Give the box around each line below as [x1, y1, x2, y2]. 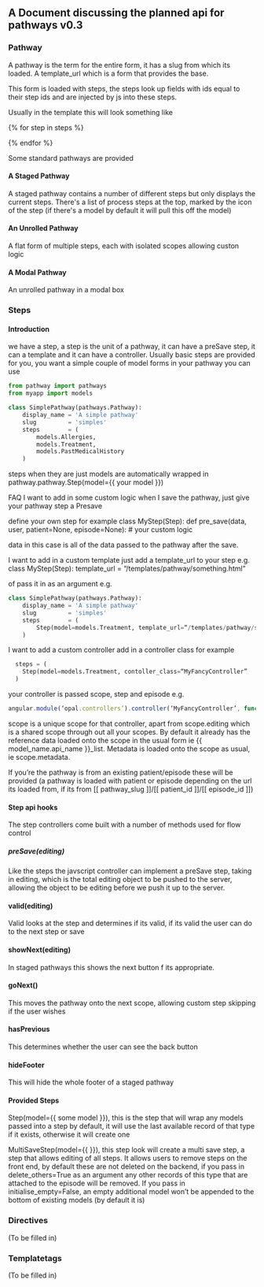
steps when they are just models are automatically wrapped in [8, 469, 210, 479]
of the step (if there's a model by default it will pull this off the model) [8, 205, 232, 215]
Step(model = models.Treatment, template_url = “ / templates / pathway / [36, 623, 255, 631]
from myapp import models [8, 389, 93, 397]
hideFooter [8, 1060, 45, 1069]
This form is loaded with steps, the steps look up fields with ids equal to [8, 84, 240, 93]
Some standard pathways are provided [8, 153, 134, 162]
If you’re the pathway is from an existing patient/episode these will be [8, 768, 233, 777]
